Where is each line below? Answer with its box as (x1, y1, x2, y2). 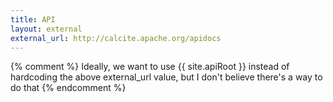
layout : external (10, 24, 83, 34)
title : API (10, 14, 56, 25)
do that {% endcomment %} (10, 82, 127, 94)
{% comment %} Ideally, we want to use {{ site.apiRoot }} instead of (10, 61, 290, 73)
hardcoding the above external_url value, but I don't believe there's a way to (10, 71, 323, 83)
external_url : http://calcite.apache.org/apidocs (10, 33, 222, 43)
